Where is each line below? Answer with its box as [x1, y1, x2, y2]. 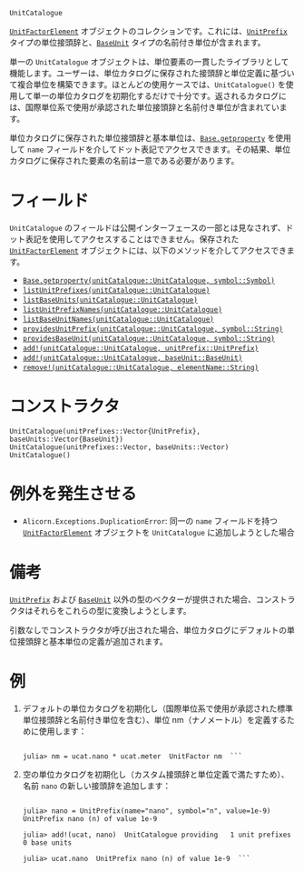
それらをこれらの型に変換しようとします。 [33, 605, 192, 616]
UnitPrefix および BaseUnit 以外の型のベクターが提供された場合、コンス [9, 594, 279, 605]
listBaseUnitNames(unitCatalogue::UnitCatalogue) [22, 315, 215, 324]
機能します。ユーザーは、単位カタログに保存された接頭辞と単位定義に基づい [9, 68, 295, 78]
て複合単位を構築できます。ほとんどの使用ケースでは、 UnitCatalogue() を [9, 79, 286, 90]
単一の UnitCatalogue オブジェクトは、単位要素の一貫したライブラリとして [9, 56, 289, 67]
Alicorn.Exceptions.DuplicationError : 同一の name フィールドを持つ [22, 515, 279, 526]
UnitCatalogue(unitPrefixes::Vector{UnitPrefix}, [9, 426, 201, 436]
